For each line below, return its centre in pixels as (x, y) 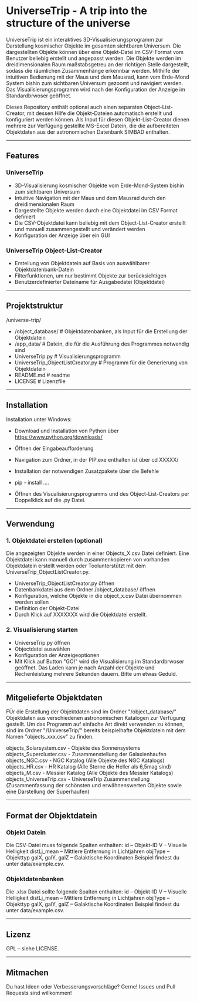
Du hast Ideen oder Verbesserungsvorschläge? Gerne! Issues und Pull (91, 986)
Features (23, 156)
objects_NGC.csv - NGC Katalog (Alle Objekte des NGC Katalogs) (85, 760)
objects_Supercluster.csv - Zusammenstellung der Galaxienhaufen (86, 754)
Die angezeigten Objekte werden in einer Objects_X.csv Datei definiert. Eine (98, 553)
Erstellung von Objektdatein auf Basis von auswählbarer (82, 263)
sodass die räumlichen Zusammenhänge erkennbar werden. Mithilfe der (93, 70)
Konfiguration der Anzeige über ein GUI (62, 235)
